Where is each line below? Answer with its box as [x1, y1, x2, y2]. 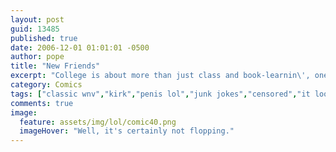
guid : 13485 [10, 24, 60, 34]
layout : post [10, 14, 65, 25]
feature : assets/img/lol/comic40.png [19, 117, 177, 127]
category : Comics [10, 80, 83, 90]
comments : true [10, 98, 74, 108]
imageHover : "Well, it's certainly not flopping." [19, 126, 235, 136]
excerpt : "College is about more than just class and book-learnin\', [10, 71, 311, 81]
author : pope [10, 52, 65, 62]
